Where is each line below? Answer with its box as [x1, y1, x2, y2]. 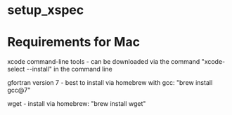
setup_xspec [7, 2, 84, 18]
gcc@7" [7, 86, 31, 95]
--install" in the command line [26, 65, 112, 74]
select [7, 65, 25, 74]
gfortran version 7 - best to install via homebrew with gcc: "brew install [7, 79, 213, 87]
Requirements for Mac [7, 34, 141, 50]
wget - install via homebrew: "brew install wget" [7, 100, 146, 108]
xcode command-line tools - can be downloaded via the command [7, 57, 200, 66]
